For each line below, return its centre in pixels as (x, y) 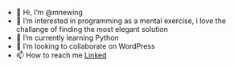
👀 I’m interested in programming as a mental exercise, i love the (121, 21)
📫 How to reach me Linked (61, 55)
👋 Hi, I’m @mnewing (49, 12)
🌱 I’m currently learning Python (67, 37)
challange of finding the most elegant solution (92, 29)
